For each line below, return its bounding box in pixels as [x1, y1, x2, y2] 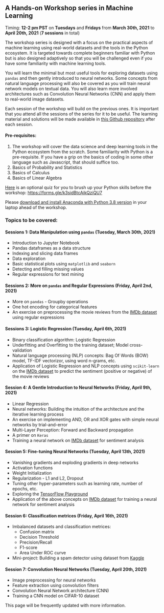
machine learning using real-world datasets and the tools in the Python [5, 44, 148, 51]
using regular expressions [12, 315, 65, 321]
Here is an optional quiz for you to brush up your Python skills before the [5, 185, 152, 191]
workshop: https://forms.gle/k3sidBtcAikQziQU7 [5, 190, 102, 196]
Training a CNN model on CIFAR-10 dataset [12, 593, 99, 599]
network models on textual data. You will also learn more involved [5, 86, 138, 92]
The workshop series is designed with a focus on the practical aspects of [5, 39, 153, 45]
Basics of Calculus [12, 170, 50, 176]
